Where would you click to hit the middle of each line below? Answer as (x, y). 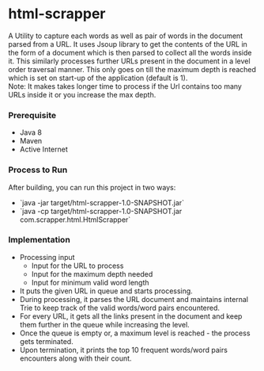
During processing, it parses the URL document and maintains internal (134, 299)
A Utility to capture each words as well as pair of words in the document (126, 36)
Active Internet (44, 149)
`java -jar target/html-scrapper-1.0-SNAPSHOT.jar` (102, 202)
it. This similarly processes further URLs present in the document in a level (129, 61)
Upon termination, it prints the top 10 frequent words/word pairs (123, 350)
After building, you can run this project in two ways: (92, 187)
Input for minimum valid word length (90, 282)
